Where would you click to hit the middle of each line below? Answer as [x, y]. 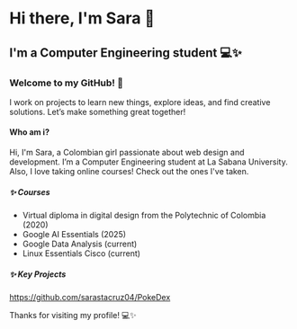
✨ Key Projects [38, 274]
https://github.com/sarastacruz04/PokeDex [90, 298]
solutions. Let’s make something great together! [98, 111]
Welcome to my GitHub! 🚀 [67, 83]
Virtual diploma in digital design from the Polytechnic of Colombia [144, 216]
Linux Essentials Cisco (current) [81, 253]
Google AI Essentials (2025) [74, 235]
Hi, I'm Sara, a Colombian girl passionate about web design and [127, 153]
